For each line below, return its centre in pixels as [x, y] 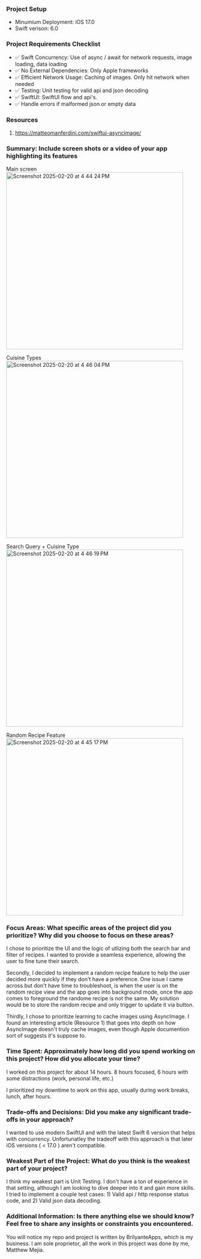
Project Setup [26, 9]
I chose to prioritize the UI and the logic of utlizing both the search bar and [98, 949]
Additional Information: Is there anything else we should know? [100, 1216]
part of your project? [37, 1168]
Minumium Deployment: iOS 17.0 [55, 22]
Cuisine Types [24, 358]
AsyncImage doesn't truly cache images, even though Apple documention [98, 1029]
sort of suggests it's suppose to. [46, 1036]
